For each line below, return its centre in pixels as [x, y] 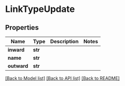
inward [16, 50]
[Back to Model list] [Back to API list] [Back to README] [62, 78]
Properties [22, 28]
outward [18, 66]
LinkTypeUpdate [40, 9]
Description [64, 42]
